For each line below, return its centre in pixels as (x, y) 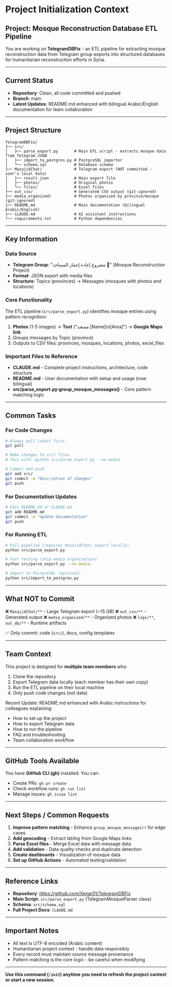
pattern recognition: (26, 316)
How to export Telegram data (44, 724)
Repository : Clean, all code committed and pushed (67, 93)
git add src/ (19, 473)
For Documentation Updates (41, 497)
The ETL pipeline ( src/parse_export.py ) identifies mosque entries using (81, 311)
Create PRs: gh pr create (39, 783)
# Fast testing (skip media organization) (51, 559)
